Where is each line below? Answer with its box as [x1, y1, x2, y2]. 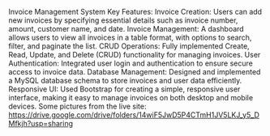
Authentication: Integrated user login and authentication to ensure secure [8, 58, 253, 68]
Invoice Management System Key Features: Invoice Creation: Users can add [8, 7, 262, 16]
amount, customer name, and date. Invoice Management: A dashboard [8, 24, 245, 33]
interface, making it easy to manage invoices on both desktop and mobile [8, 93, 254, 102]
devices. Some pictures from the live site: [8, 101, 147, 111]
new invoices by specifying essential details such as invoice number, [8, 15, 238, 25]
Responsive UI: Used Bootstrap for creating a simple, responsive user [8, 84, 241, 94]
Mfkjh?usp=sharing [8, 119, 74, 128]
